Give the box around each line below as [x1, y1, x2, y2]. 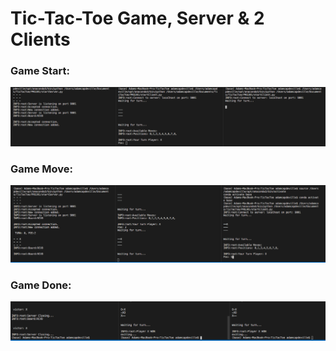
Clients [10, 28, 71, 51]
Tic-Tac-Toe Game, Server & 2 [10, 7, 265, 30]
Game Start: [10, 64, 71, 78]
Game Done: [10, 278, 72, 292]
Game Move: [10, 162, 74, 176]
